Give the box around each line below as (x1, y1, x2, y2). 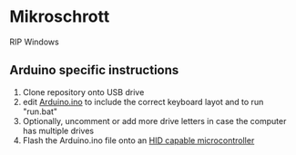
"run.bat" (22, 106, 57, 117)
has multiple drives (22, 125, 94, 136)
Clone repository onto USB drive (22, 86, 145, 97)
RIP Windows (9, 36, 59, 47)
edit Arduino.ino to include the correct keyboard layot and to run (22, 96, 264, 107)
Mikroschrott (9, 6, 110, 27)
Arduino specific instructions (9, 63, 179, 78)
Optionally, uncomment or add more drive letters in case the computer (22, 115, 287, 126)
